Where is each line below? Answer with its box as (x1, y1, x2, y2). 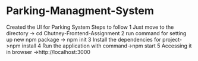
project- (162, 36, 183, 43)
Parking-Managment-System (6, 4, 155, 18)
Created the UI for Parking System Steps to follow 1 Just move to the (6, 23, 174, 30)
